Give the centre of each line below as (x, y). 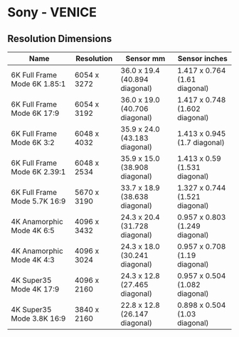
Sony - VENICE (52, 12)
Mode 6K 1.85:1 (38, 84)
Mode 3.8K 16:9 (38, 319)
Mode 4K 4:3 (33, 260)
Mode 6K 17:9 (35, 113)
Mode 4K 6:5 (33, 230)
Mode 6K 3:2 (33, 143)
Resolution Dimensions (60, 39)
